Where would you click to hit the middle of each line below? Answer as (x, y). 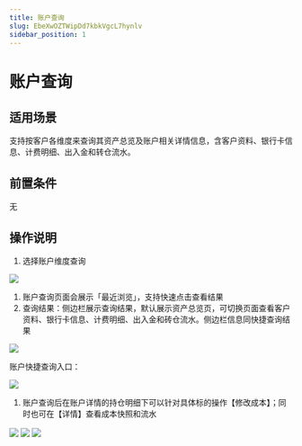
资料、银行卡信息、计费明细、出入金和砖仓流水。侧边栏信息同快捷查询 (152, 319)
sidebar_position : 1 (48, 34)
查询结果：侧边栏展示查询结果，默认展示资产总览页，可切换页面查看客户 (156, 308)
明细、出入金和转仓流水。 (88, 152)
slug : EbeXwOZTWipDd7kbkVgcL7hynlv (76, 26)
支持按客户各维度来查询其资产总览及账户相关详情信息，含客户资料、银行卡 (147, 141)
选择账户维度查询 (54, 261)
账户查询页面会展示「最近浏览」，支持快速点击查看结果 (123, 297)
